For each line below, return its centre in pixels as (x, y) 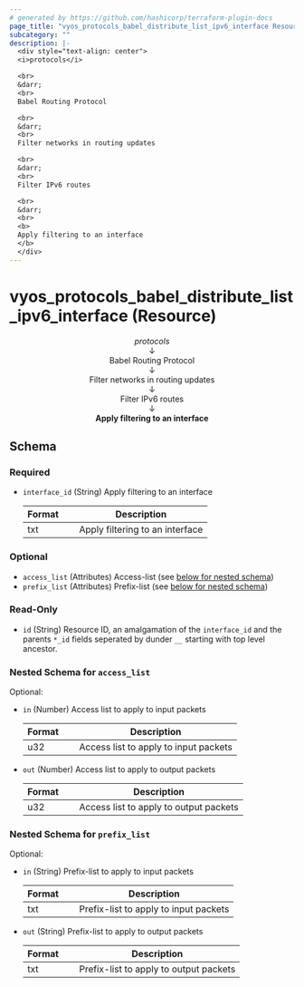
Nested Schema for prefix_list (80, 835)
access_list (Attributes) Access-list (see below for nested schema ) (148, 576)
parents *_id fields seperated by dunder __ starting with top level (143, 639)
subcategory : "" (40, 34)
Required (30, 472)
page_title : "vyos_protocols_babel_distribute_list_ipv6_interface (139, 26)
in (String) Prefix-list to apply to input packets (108, 872)
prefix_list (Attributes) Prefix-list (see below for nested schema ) (145, 586)
